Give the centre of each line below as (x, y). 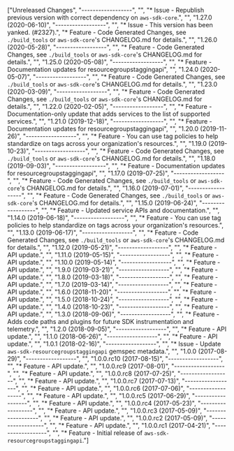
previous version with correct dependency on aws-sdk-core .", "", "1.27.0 (110, 17)
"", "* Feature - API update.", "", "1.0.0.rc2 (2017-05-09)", (126, 418)
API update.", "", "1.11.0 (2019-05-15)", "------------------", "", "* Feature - (113, 255)
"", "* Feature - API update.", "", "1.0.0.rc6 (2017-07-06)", (103, 388)
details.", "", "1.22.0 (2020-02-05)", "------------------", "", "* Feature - (110, 106)
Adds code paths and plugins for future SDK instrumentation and (101, 321)
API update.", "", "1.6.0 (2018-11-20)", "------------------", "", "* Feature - (112, 292)
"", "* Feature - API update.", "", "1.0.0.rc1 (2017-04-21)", (130, 426)
